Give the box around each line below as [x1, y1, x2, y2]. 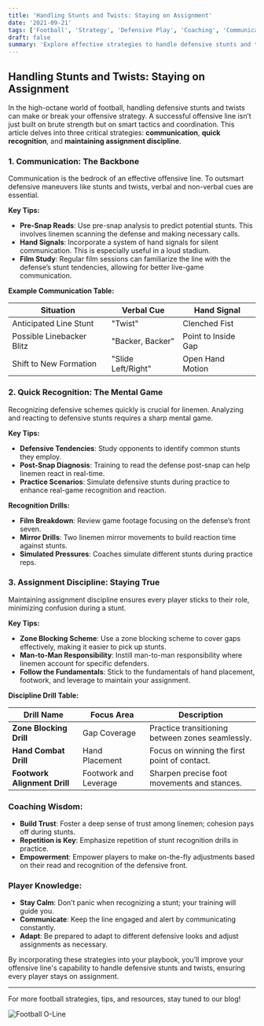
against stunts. [19, 540, 68, 550]
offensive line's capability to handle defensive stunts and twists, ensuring [8, 963, 246, 973]
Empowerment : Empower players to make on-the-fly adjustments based [19, 852, 255, 862]
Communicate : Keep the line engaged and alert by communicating [19, 914, 236, 924]
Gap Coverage [82, 727, 136, 738]
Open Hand [182, 354, 225, 365]
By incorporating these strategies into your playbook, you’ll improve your [8, 955, 244, 965]
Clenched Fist [182, 318, 234, 329]
